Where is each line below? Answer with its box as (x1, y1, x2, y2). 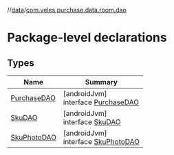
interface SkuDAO (63, 117, 121, 126)
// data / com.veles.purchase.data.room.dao (7, 6, 127, 14)
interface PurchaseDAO (63, 97, 140, 107)
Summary (85, 77, 118, 86)
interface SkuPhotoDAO (63, 137, 140, 146)
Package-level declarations (7, 30, 167, 45)
